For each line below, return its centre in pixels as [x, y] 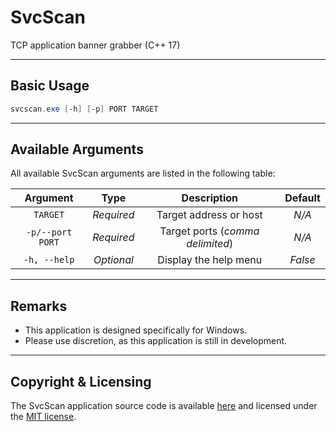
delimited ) [210, 244]
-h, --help [49, 260]
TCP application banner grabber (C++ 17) [95, 45]
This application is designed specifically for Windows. [136, 330]
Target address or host [209, 215]
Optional [113, 260]
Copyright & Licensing [81, 381]
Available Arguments [77, 149]
